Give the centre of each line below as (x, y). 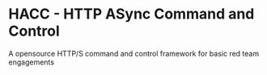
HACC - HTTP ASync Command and (131, 14)
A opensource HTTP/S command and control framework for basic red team (134, 53)
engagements (32, 62)
